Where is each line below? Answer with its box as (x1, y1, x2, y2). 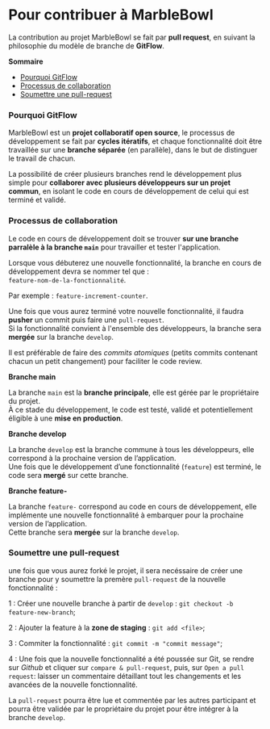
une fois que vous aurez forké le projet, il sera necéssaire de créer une (8, 565, 243, 575)
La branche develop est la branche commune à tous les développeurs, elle (8, 444, 255, 454)
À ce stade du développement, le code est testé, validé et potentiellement (8, 404, 253, 414)
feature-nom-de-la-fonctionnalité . (8, 274, 127, 284)
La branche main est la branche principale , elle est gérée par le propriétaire (8, 388, 260, 397)
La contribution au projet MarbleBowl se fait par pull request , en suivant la (8, 32, 255, 42)
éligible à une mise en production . (8, 413, 123, 423)
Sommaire (8, 57, 44, 66)
